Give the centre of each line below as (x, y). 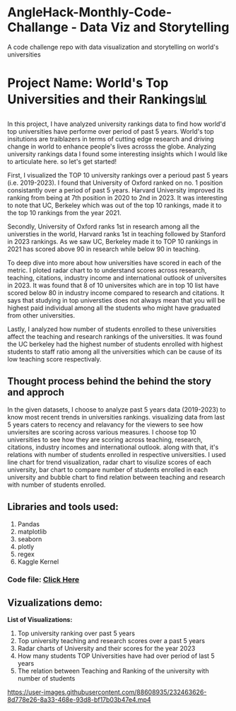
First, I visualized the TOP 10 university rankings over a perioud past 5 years (118, 175)
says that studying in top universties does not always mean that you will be (116, 300)
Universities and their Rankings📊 (107, 99)
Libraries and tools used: (63, 507)
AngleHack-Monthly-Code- (90, 12)
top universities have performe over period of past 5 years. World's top (111, 131)
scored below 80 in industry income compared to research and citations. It (116, 293)
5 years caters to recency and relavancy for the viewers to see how (105, 424)
